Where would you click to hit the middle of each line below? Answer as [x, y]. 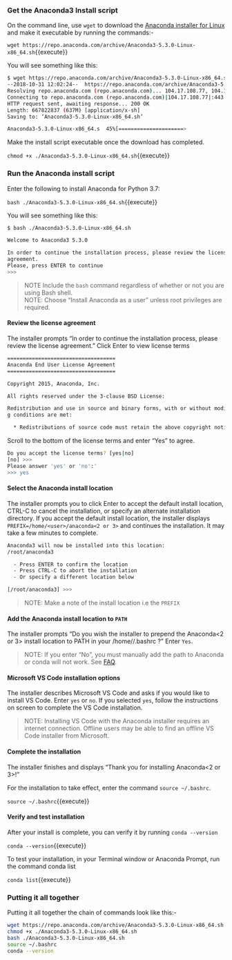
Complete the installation [44, 752]
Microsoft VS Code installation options [64, 678]
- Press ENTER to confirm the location [71, 565]
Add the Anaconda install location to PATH [67, 618]
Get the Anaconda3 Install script [63, 10]
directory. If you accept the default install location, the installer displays [109, 518]
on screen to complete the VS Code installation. [75, 708]
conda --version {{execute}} [47, 845]
